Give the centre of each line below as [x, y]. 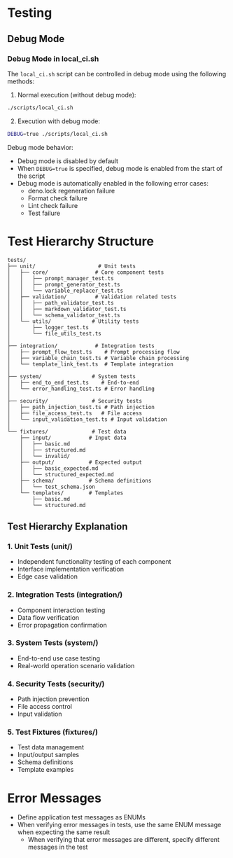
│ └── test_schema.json [58, 487]
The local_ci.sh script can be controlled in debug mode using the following [117, 74]
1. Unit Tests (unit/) [40, 546]
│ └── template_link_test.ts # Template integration [90, 364]
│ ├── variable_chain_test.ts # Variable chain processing [98, 358]
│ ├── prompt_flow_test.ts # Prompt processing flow [93, 352]
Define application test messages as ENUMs [81, 817]
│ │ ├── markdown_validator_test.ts [67, 309]
